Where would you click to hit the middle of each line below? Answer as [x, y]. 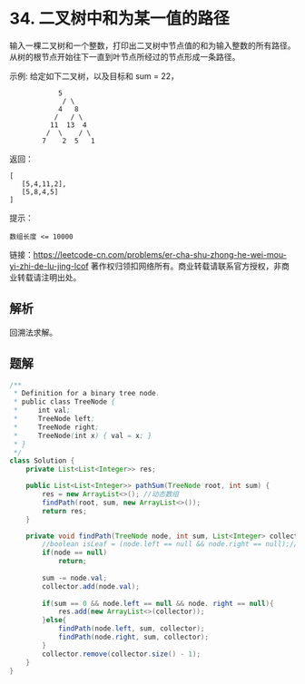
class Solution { [42, 461]
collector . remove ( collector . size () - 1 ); [122, 654]
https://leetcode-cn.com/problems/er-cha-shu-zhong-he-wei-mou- [160, 254]
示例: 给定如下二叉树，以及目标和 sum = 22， [94, 76]
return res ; [65, 511]
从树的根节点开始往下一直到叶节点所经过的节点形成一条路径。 [125, 56]
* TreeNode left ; [54, 419]
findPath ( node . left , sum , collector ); [131, 629]
